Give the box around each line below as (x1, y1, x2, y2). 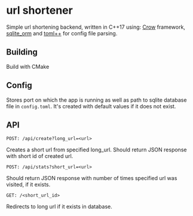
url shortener (6, 4, 73, 17)
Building (6, 47, 38, 57)
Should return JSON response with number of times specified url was (6, 175, 177, 182)
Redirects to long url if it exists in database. (6, 203, 112, 210)
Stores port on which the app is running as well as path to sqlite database (6, 96, 187, 104)
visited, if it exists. (6, 181, 51, 188)
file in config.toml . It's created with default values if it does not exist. (6, 102, 176, 109)
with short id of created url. (6, 153, 73, 160)
